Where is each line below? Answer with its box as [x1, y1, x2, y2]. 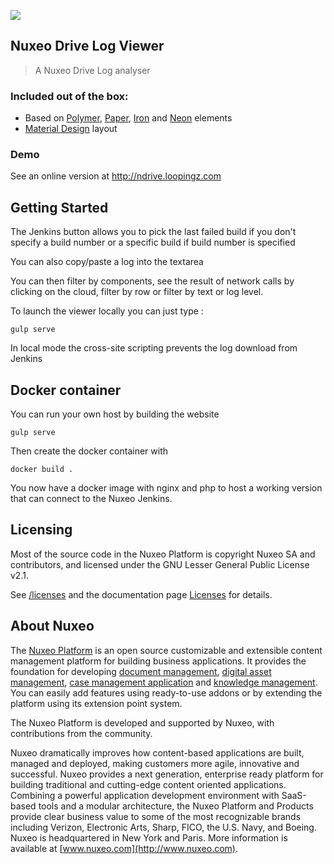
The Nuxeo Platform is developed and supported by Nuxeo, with [10, 716, 275, 729]
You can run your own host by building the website [10, 408, 220, 420]
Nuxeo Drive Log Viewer [10, 38, 165, 55]
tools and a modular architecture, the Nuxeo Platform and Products [38, 800, 314, 812]
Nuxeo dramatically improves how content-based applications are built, [10, 746, 305, 759]
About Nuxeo [10, 618, 95, 635]
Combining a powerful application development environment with [10, 789, 280, 801]
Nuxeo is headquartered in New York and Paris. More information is [10, 831, 288, 844]
